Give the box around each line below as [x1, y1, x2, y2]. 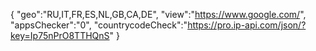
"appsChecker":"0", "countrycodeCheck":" [10, 19, 188, 31]
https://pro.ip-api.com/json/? [187, 19, 307, 31]
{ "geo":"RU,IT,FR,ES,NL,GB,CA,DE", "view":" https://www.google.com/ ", [10, 9, 307, 20]
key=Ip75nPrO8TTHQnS [10, 30, 110, 41]
